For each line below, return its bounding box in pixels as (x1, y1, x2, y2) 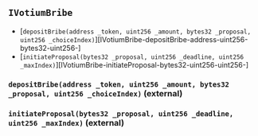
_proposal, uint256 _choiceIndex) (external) (8, 87, 183, 99)
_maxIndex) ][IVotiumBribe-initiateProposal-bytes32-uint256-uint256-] (19, 60, 249, 69)
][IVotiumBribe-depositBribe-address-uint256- (95, 34, 248, 44)
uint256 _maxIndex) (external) (8, 117, 125, 128)
